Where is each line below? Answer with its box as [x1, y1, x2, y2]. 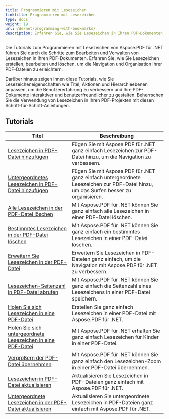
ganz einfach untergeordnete [72, 174, 141, 181]
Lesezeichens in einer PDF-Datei [72, 288, 150, 295]
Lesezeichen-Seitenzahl [8, 282, 66, 289]
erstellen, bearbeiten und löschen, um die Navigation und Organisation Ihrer [5, 61, 162, 67]
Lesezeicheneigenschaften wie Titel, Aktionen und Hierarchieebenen [5, 81, 148, 87]
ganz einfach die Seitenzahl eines [72, 282, 152, 289]
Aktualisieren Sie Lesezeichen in [72, 372, 148, 379]
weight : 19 [5, 21, 28, 27]
